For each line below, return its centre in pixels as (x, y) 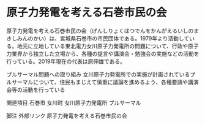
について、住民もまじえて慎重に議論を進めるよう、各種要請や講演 (116, 82)
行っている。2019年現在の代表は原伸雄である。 (66, 61)
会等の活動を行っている (36, 89)
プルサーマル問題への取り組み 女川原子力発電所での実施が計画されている (98, 74)
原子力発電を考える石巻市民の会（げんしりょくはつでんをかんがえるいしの (100, 31)
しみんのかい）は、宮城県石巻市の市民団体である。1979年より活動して (100, 38)
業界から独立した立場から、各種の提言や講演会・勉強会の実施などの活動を (105, 53)
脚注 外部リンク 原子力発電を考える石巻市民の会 (67, 116)
